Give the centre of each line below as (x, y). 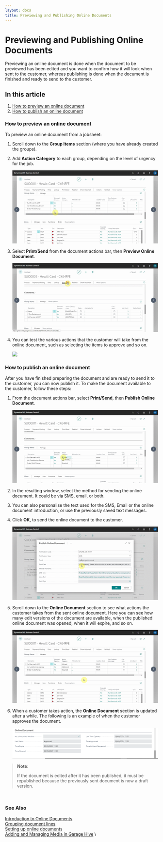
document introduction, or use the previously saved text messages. (79, 510)
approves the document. (37, 721)
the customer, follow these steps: (38, 389)
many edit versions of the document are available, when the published (82, 618)
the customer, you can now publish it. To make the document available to (78, 383)
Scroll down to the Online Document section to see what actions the (81, 607)
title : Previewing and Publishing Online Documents (58, 15)
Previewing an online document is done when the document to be (71, 64)
